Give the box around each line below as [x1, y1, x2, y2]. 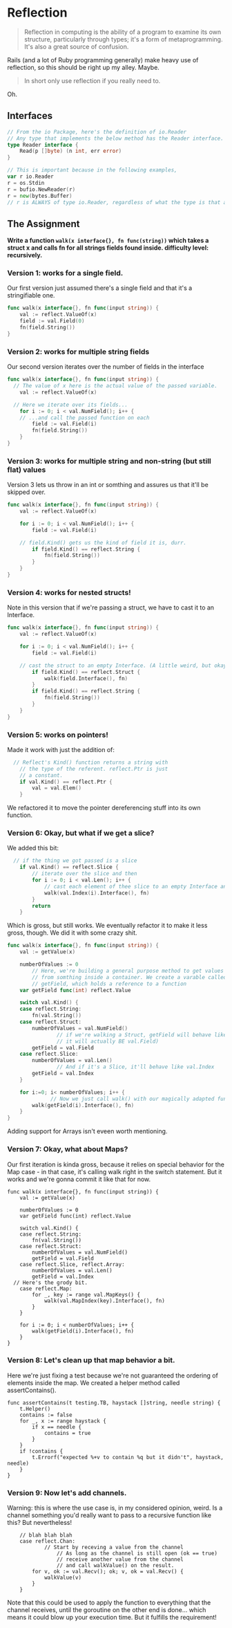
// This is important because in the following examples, [7, 167, 177, 174]
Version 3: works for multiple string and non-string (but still [7, 456, 212, 466]
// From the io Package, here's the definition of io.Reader [7, 128, 187, 136]
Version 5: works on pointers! [7, 730, 108, 740]
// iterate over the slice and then [32, 870, 137, 877]
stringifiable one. [7, 291, 55, 300]
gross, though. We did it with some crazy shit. [7, 929, 137, 937]
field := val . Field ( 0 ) [19, 318, 85, 324]
